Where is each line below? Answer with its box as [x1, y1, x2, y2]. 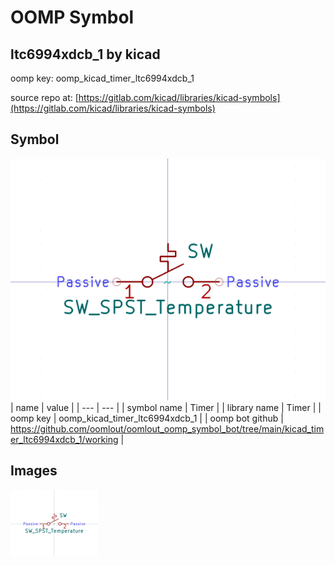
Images [10, 462, 58, 480]
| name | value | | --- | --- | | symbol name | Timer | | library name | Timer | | [10, 402, 322, 414]
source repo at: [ [10, 92, 79, 103]
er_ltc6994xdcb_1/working [10, 434, 119, 446]
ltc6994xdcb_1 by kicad [10, 46, 161, 63]
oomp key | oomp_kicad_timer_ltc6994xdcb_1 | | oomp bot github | [10, 412, 284, 425]
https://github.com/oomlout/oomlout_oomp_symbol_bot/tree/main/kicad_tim [10, 423, 325, 435]
